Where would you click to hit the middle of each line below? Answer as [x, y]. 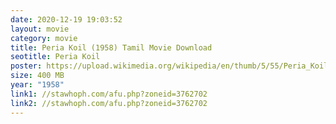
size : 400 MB [37, 76]
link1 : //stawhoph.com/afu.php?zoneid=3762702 [109, 94]
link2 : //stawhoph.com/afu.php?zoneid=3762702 [109, 103]
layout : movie [40, 29]
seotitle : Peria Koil [55, 57]
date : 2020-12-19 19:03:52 [66, 19]
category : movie [44, 38]
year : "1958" [37, 85]
